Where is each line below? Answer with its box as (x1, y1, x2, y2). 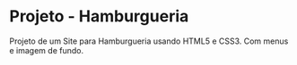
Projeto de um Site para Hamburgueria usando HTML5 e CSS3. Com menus (9, 36, 289, 46)
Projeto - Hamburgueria (9, 6, 189, 27)
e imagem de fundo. (9, 45, 83, 55)
